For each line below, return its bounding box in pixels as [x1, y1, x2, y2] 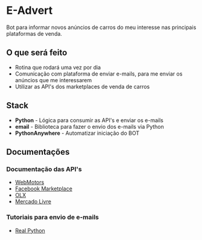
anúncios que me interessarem [14, 76, 92, 83]
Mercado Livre [14, 198, 51, 206]
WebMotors [14, 179, 45, 186]
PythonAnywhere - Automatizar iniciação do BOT [14, 129, 140, 137]
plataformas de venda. [6, 30, 62, 37]
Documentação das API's [6, 164, 83, 173]
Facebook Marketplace [14, 185, 72, 192]
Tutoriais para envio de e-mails [6, 213, 99, 221]
